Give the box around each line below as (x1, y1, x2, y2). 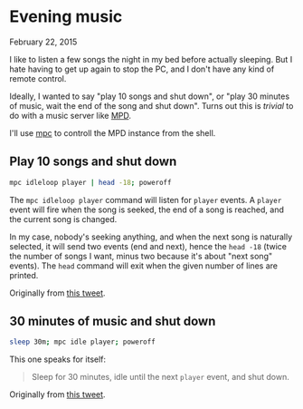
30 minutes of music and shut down (9, 314, 216, 329)
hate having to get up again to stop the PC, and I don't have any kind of (9, 63, 275, 74)
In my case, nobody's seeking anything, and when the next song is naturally (9, 231, 293, 242)
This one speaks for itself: (9, 354, 107, 365)
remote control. (9, 73, 67, 83)
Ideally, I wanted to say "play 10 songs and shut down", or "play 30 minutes (9, 91, 290, 102)
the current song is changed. (9, 213, 118, 224)
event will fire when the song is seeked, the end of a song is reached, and (9, 204, 285, 215)
